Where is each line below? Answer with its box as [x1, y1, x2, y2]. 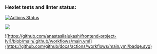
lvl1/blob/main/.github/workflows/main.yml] [5, 38, 92, 44]
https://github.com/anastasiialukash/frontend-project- [8, 33, 117, 39]
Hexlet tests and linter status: [5, 4, 77, 11]
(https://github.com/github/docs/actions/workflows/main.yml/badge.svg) [5, 43, 152, 49]
